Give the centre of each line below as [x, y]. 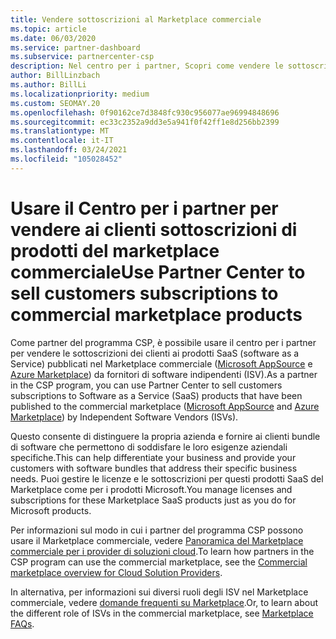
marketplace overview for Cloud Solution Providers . [116, 572]
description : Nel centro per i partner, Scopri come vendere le [147, 66]
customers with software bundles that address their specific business [154, 468]
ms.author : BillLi [48, 85]
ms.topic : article [48, 29]
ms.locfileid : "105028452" [66, 159]
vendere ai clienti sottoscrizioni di [154, 229]
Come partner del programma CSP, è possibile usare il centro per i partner [163, 342]
